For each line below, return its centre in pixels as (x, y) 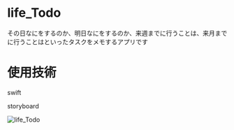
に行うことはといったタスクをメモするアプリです (78, 42)
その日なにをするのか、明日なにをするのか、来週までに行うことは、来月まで (117, 33)
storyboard (23, 106)
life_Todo (34, 13)
